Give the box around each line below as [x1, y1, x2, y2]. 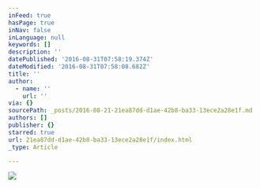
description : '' [8, 48, 62, 56]
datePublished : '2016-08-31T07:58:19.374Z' [8, 56, 154, 64]
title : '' [8, 70, 41, 78]
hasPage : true [8, 19, 55, 27]
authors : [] [8, 114, 47, 122]
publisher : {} [8, 121, 55, 129]
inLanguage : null [8, 33, 66, 42]
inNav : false [8, 26, 51, 34]
